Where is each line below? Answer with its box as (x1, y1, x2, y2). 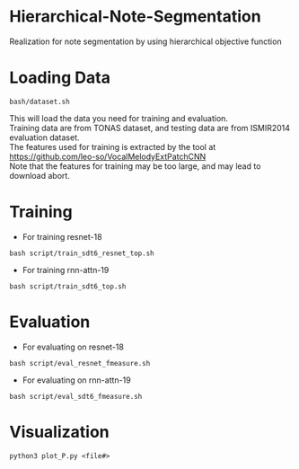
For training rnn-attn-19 (22, 264, 110, 275)
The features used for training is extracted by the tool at (9, 141, 216, 152)
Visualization (9, 421, 110, 442)
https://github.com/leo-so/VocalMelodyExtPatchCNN (9, 151, 207, 162)
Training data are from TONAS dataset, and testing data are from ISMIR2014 (9, 122, 290, 133)
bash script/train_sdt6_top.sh (9, 281, 127, 291)
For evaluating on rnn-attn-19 (22, 375, 132, 385)
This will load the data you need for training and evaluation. (9, 112, 229, 123)
